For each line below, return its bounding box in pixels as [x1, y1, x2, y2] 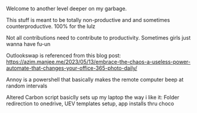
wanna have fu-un [6, 41, 51, 47]
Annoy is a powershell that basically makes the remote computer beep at [6, 76, 184, 83]
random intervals [6, 82, 47, 89]
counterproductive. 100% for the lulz [6, 23, 96, 30]
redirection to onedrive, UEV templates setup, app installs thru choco [6, 100, 175, 107]
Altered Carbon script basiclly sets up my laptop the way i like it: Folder [6, 94, 179, 101]
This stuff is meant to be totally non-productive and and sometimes [6, 17, 170, 23]
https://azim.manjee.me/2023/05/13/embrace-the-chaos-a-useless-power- [6, 59, 191, 65]
